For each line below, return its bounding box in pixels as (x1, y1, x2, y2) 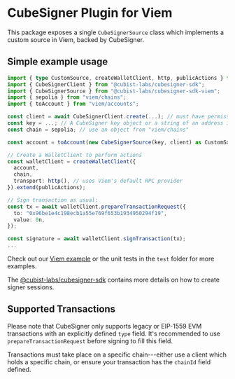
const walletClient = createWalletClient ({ (7, 158, 136, 165)
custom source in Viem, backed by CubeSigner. (7, 35, 145, 43)
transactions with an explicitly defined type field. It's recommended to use (7, 329, 220, 338)
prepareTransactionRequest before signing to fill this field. (7, 336, 173, 345)
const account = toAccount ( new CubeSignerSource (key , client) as (7, 139, 201, 146)
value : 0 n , (13, 216, 45, 223)
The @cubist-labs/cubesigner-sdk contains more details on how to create (7, 275, 220, 284)
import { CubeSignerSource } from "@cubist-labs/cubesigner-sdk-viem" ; (7, 88, 220, 95)
